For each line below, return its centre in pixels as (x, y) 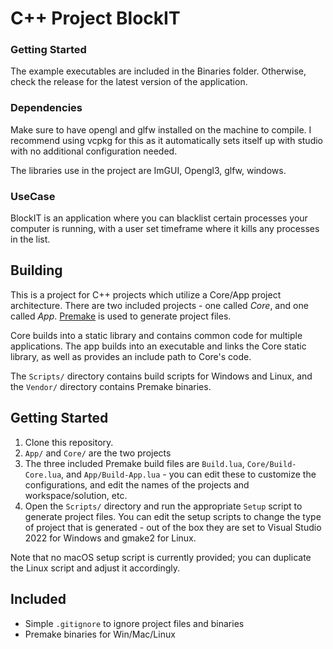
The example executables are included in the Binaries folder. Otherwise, (158, 71)
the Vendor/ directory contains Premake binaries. (111, 386)
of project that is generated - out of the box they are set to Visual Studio (173, 527)
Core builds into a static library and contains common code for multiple (156, 335)
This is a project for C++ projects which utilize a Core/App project (146, 294)
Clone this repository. (69, 442)
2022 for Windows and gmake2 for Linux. (110, 538)
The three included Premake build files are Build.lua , (134, 463)
